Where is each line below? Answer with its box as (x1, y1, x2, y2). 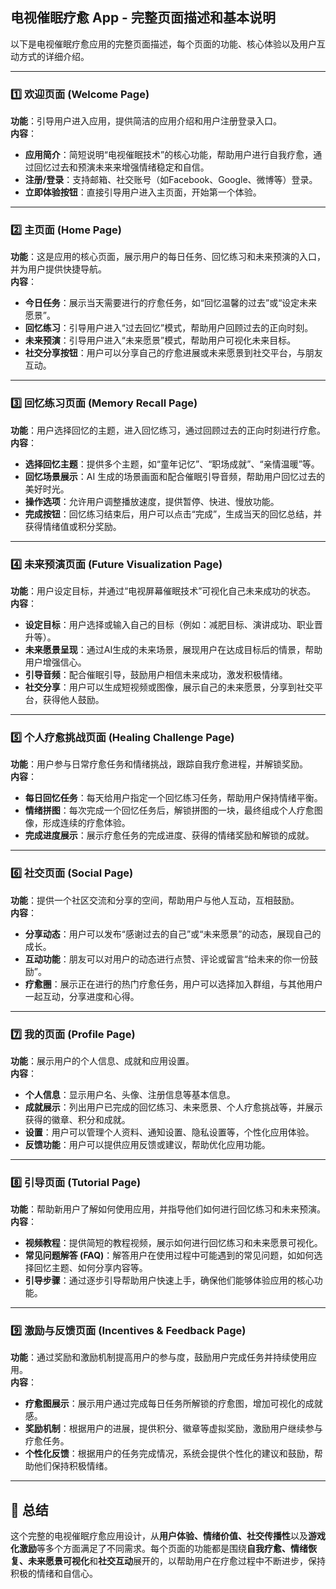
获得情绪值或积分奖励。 (24, 520, 122, 532)
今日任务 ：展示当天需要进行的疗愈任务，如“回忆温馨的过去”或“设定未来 (24, 297, 318, 309)
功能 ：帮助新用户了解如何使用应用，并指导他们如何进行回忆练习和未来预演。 (10, 1203, 326, 1215)
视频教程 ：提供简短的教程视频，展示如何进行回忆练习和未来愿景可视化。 (24, 1237, 323, 1249)
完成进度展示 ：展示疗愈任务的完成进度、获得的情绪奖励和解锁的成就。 (24, 829, 315, 842)
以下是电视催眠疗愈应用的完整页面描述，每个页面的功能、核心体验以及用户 (10, 38, 317, 50)
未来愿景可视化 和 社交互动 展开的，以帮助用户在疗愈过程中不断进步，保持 (27, 1555, 326, 1567)
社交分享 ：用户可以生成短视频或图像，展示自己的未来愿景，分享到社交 (24, 681, 315, 693)
